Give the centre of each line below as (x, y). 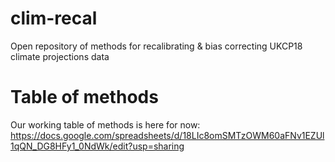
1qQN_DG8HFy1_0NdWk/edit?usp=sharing (97, 146)
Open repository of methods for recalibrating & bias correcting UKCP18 (156, 46)
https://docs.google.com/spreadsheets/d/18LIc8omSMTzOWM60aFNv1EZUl (167, 135)
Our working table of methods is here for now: (105, 124)
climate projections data (60, 56)
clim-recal (54, 18)
